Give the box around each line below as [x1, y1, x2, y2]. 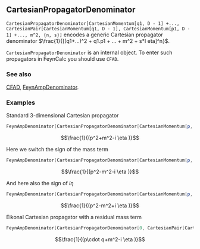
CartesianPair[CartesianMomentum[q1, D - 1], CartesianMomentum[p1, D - [6, 26, 190, 32]
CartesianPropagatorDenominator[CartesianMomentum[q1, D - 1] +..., [6, 20, 180, 26]
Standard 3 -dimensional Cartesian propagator [6, 112, 119, 119]
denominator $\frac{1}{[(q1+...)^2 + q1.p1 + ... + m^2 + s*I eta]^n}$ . [6, 37, 170, 44]
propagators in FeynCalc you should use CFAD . [6, 55, 119, 62]
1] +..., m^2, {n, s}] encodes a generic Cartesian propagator [6, 31, 164, 38]
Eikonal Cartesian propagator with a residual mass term [6, 214, 142, 221]
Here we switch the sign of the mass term [6, 146, 109, 153]
